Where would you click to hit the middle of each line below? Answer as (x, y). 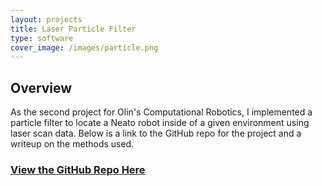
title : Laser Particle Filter (73, 29)
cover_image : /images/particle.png (84, 47)
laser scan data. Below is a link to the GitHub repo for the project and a (156, 133)
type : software (42, 38)
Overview (41, 87)
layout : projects (46, 19)
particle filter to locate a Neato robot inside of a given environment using (160, 123)
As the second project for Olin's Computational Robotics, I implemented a (161, 112)
